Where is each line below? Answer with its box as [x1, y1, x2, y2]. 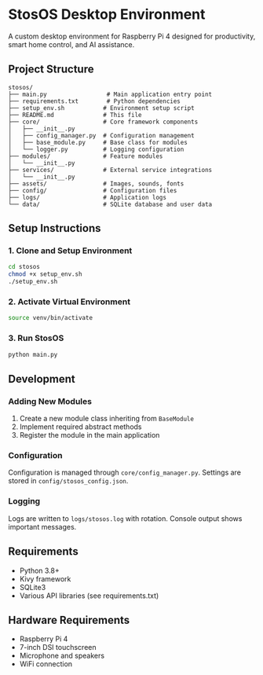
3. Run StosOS [8, 332, 64, 343]
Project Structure [8, 63, 94, 76]
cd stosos [8, 263, 41, 271]
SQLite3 [19, 582, 46, 592]
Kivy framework [19, 574, 71, 583]
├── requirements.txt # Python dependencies [8, 97, 181, 105]
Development [8, 372, 76, 386]
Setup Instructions [8, 222, 101, 235]
